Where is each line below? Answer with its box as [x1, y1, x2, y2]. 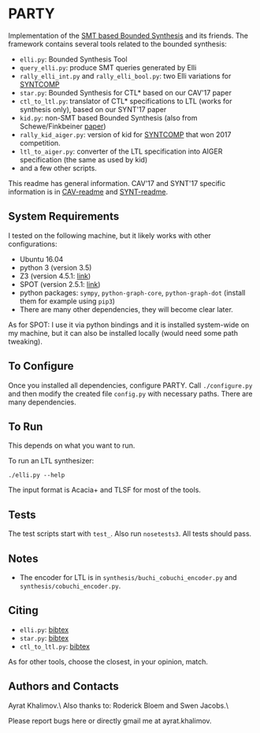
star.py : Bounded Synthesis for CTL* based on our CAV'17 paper [19, 87, 232, 97]
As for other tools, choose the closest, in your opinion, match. [8, 657, 209, 666]
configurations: [8, 239, 58, 248]
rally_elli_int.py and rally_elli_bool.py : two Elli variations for [19, 71, 232, 80]
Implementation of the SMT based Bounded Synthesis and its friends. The [8, 31, 248, 40]
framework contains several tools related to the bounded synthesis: [8, 39, 227, 48]
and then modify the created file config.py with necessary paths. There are [8, 389, 253, 398]
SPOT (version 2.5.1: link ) [19, 279, 101, 288]
